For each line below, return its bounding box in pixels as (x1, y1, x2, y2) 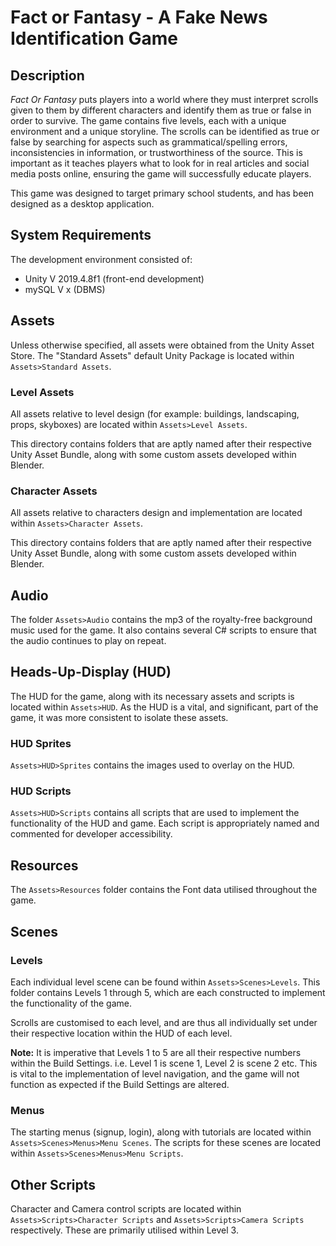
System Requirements (10, 227, 152, 244)
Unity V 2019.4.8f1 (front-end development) (24, 272, 205, 285)
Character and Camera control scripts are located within (10, 1203, 242, 1215)
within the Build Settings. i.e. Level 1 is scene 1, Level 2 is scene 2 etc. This (10, 1057, 318, 1069)
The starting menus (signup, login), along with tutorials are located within (10, 1126, 312, 1138)
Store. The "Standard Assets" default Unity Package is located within (10, 349, 295, 361)
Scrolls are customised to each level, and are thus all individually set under (10, 1016, 318, 1028)
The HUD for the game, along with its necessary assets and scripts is (10, 690, 295, 702)
